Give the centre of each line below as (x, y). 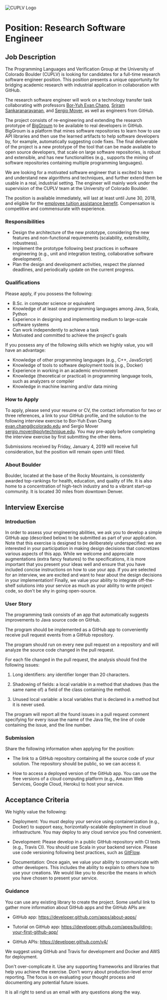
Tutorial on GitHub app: (36, 926)
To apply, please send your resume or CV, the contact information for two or (83, 410)
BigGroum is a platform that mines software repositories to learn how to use (83, 131)
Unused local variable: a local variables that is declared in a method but (86, 699)
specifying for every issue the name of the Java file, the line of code (75, 719)
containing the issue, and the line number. (48, 725)
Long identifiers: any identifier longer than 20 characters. (71, 674)
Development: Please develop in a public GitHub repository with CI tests (86, 842)
